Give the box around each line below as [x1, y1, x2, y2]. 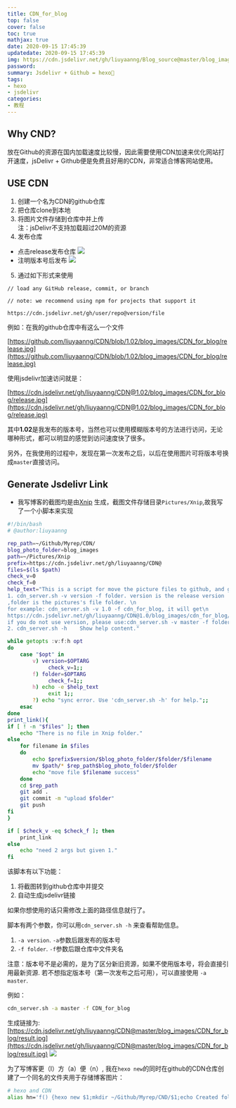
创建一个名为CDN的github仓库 [17, 197, 105, 205]
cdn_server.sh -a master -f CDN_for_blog [7, 1005, 131, 1012]
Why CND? [7, 128, 56, 140]
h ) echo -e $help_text [32, 684, 99, 691]
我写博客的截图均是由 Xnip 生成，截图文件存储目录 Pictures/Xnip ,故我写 [17, 498, 223, 506]
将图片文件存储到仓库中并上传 [17, 214, 104, 223]
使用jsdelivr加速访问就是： [7, 374, 84, 382]
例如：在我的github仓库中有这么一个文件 [7, 323, 124, 331]
